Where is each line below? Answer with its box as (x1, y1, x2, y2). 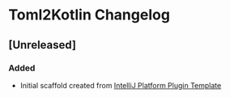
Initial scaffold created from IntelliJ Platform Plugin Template (19, 80, 222, 90)
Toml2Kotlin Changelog (8, 6, 170, 24)
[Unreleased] (8, 38, 77, 52)
